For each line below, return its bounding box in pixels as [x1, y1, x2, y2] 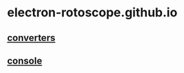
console [7, 55, 43, 66]
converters [7, 32, 56, 44]
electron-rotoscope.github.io [7, 5, 178, 20]
